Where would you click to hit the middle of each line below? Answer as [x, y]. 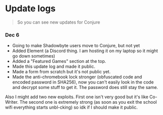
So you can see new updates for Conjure [59, 22]
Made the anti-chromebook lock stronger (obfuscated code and [77, 77]
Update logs [30, 9]
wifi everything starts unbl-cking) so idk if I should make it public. [71, 107]
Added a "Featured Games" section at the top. [59, 61]
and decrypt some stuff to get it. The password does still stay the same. [85, 87]
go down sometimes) [34, 56]
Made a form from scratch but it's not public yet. [61, 72]
